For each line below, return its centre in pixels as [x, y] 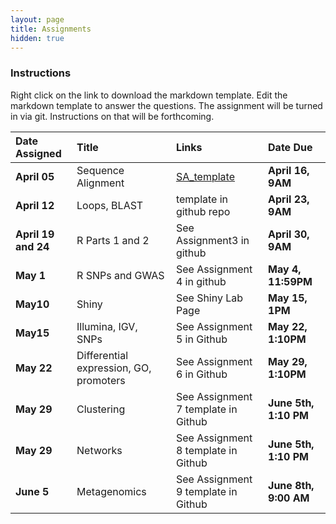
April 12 [35, 205]
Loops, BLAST [110, 205]
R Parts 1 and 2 [113, 240]
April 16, [289, 170]
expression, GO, [114, 368]
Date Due [290, 147]
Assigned [38, 153]
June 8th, [291, 485]
